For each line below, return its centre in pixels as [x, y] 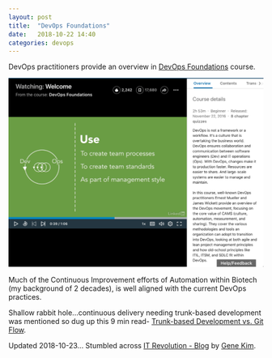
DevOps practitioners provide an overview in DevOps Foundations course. [132, 67]
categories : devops [41, 43]
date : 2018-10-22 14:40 [52, 34]
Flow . [17, 330]
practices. [25, 296]
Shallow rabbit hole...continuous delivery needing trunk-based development [135, 313]
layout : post [30, 17]
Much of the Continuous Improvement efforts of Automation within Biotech [133, 279]
